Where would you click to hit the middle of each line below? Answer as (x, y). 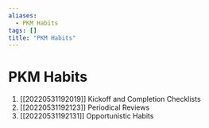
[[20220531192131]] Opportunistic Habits (87, 116)
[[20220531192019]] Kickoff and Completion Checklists (110, 99)
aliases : (23, 16)
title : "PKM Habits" (43, 38)
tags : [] (23, 30)
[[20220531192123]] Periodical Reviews (85, 107)
